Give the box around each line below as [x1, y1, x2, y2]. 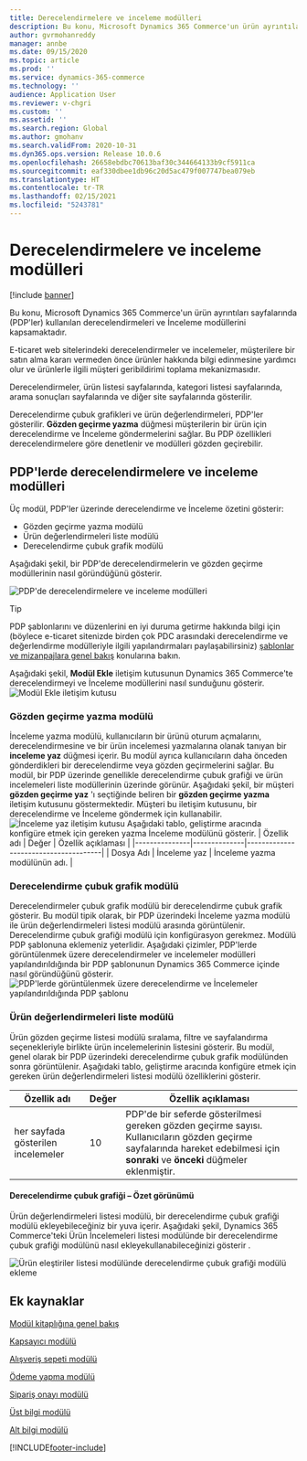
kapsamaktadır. [9, 326, 68, 337]
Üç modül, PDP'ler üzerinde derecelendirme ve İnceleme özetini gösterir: [9, 503, 284, 514]
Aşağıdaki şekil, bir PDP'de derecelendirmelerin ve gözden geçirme [9, 558, 263, 569]
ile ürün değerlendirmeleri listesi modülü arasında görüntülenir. [9, 920, 246, 931]
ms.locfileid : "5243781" [9, 200, 104, 210]
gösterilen [14, 1136, 58, 1148]
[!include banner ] [9, 289, 75, 300]
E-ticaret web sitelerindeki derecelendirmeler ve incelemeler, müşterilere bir [9, 344, 295, 355]
